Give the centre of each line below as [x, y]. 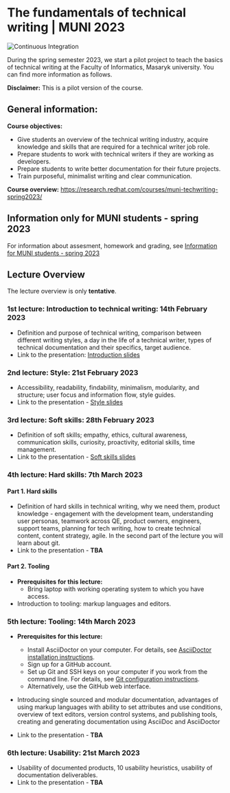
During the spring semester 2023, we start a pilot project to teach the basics [115, 59]
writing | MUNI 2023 [66, 27]
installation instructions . [61, 657]
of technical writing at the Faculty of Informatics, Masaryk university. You [111, 67]
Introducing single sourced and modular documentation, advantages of [118, 699]
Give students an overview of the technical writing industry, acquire [113, 139]
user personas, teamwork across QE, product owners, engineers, [109, 521]
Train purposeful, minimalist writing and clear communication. [104, 176]
